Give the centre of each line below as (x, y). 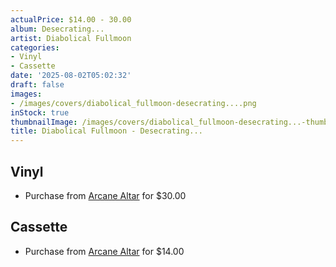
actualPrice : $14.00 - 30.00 (71, 19)
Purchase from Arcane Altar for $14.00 (104, 251)
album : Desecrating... (57, 29)
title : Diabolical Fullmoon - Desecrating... (106, 131)
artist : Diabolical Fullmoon (71, 38)
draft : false (37, 85)
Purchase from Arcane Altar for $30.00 (105, 195)
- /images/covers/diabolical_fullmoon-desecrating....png (133, 103)
